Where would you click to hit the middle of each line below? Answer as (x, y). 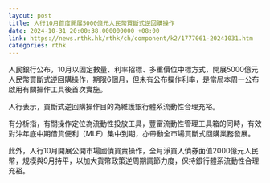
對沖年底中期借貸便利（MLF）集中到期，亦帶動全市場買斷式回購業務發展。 (132, 134)
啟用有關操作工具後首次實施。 (57, 90)
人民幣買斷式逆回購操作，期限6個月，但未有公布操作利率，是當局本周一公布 (134, 79)
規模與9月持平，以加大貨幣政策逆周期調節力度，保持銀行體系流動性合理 (141, 161)
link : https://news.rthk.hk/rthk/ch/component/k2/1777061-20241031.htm (131, 38)
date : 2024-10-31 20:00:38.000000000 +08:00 (84, 31)
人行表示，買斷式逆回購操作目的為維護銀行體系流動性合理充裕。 (114, 107)
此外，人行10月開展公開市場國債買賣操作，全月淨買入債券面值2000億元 (127, 151)
